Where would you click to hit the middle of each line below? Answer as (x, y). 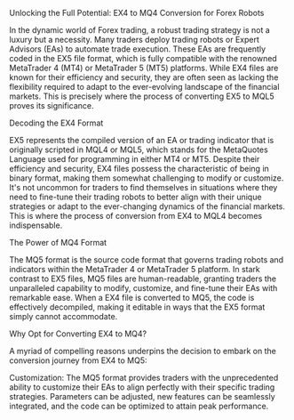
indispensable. (36, 225)
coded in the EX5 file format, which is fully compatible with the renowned (143, 58)
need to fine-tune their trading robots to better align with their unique (135, 197)
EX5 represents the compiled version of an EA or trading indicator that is (142, 140)
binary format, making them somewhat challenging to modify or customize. (147, 178)
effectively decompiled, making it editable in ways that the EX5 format (137, 307)
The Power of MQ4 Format (58, 242)
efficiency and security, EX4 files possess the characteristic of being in (139, 169)
